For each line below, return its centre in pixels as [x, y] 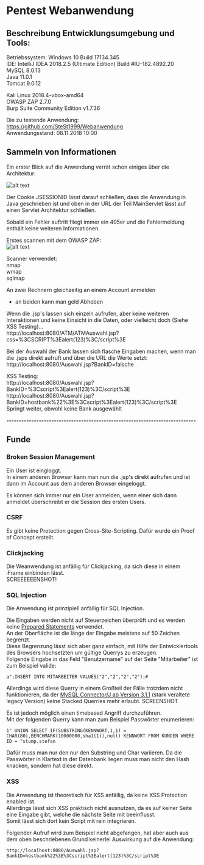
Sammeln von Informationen [62, 152]
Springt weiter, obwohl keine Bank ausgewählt [64, 408]
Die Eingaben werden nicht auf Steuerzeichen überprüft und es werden [96, 620]
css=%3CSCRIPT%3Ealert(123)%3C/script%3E [66, 339]
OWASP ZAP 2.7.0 [29, 102]
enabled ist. [21, 801]
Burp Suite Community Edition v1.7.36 [53, 108]
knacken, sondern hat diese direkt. [50, 766]
